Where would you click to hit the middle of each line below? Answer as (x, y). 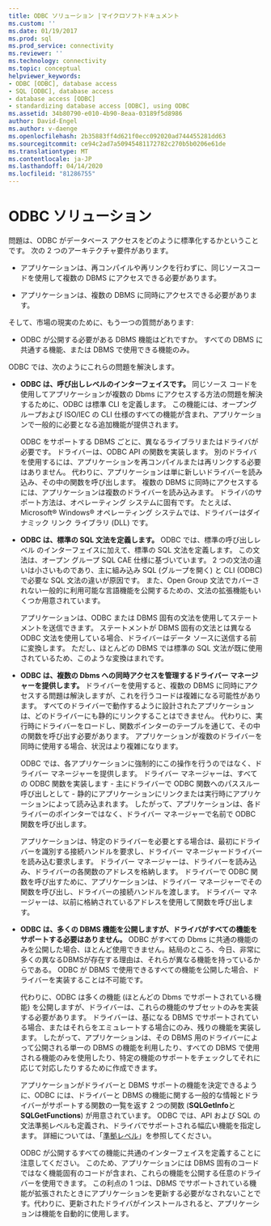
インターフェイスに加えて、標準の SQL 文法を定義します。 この (148, 549)
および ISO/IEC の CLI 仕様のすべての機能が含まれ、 (127, 414)
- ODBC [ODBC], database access (63, 83)
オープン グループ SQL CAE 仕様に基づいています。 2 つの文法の (148, 560)
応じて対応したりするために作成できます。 (91, 1067)
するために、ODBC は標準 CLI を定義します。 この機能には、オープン (135, 404)
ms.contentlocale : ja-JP (50, 159)
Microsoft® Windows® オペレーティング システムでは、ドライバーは (133, 512)
